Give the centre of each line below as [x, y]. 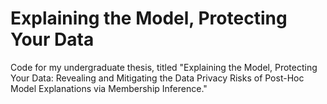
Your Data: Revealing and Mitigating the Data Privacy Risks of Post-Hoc [157, 78]
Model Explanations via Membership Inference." [109, 88]
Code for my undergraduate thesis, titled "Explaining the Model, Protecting [164, 67]
